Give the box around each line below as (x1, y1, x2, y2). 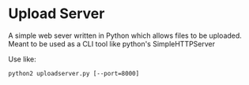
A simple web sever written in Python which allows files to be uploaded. (8, 31, 243, 40)
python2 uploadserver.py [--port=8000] (8, 69, 140, 77)
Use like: (8, 54, 37, 64)
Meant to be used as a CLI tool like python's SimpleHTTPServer (8, 39, 216, 48)
